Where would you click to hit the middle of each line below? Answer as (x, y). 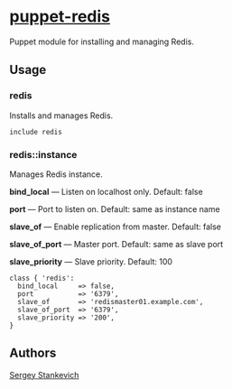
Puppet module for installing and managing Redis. (102, 42)
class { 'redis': (42, 278)
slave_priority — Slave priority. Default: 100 (91, 261)
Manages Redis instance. (56, 174)
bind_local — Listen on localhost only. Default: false (106, 191)
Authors (33, 353)
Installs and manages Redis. (61, 116)
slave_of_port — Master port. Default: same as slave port (116, 244)
